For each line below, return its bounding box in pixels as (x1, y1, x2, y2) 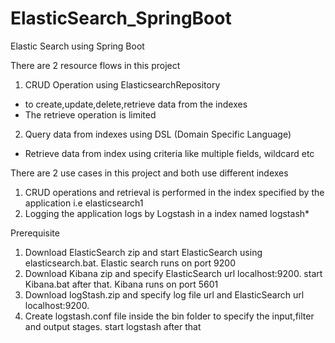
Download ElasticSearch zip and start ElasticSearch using (24, 246, 263, 258)
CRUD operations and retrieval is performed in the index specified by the (24, 186, 325, 198)
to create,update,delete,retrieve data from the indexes (24, 98, 248, 110)
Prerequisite (10, 227, 60, 239)
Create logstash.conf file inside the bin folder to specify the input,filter (24, 310, 315, 322)
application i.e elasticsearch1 (24, 197, 144, 209)
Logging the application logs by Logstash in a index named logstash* (24, 207, 310, 219)
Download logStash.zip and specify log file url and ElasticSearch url (24, 288, 305, 301)
